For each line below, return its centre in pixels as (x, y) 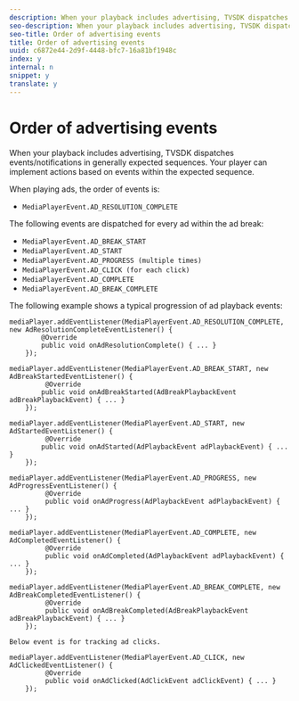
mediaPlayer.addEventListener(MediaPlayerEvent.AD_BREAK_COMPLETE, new (145, 587)
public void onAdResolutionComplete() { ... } (129, 345)
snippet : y (29, 76)
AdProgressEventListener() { (63, 486)
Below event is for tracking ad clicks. (85, 642)
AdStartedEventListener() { (61, 431)
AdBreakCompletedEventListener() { (75, 595)
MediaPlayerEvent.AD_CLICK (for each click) (106, 270)
